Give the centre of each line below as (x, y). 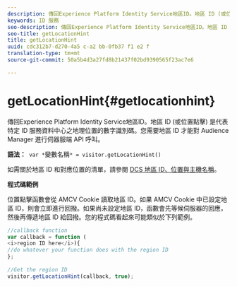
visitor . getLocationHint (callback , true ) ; (71, 276)
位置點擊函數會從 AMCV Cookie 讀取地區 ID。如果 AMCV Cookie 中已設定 (114, 199)
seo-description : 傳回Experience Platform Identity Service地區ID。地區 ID (117, 27)
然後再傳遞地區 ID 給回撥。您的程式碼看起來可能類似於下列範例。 (102, 217)
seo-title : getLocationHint (49, 34)
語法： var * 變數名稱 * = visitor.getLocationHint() (84, 154)
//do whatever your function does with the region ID (88, 250)
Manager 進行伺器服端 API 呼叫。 (56, 139)
